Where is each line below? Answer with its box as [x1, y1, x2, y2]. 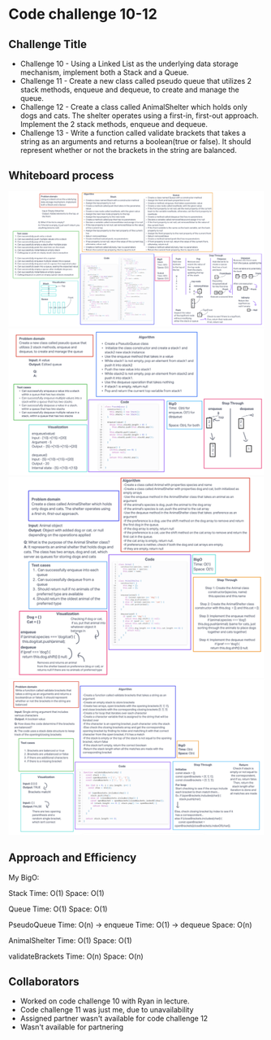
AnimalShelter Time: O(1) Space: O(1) [8, 935, 132, 945]
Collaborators [8, 975, 80, 989]
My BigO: [8, 872, 40, 882]
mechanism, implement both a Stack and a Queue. [19, 68, 189, 77]
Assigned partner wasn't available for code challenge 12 [19, 1014, 209, 1024]
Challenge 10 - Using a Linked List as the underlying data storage [19, 59, 239, 68]
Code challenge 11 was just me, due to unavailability [19, 1005, 194, 1015]
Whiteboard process [8, 168, 114, 183]
